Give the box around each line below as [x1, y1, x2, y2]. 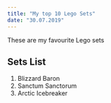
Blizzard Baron [17, 74, 60, 83]
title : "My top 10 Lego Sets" [7, 10, 96, 17]
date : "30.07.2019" [7, 17, 65, 24]
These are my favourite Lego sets [7, 35, 105, 44]
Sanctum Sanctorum [17, 81, 77, 90]
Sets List [7, 56, 46, 68]
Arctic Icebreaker [17, 89, 68, 97]
